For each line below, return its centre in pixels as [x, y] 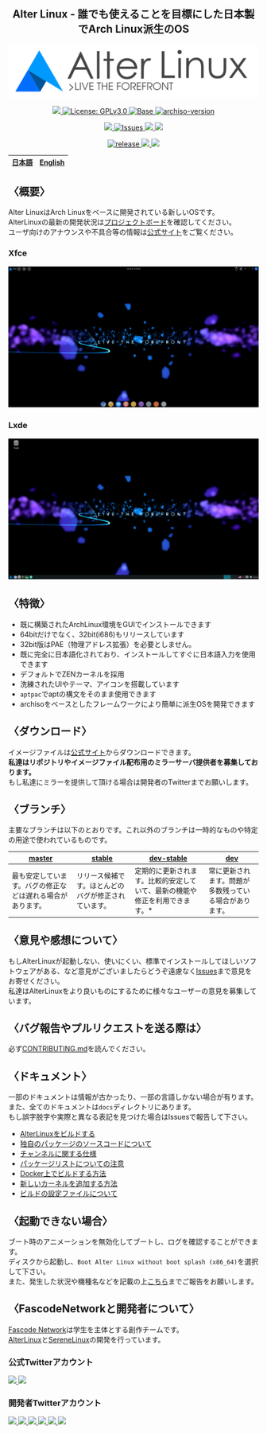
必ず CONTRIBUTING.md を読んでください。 [79, 1049]
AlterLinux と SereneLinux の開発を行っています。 [87, 1339]
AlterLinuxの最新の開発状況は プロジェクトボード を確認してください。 [122, 222]
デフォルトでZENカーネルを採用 [72, 674]
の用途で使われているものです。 [60, 840]
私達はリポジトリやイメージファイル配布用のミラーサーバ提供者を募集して [130, 762]
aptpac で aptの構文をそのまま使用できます [88, 694]
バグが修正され [101, 896]
